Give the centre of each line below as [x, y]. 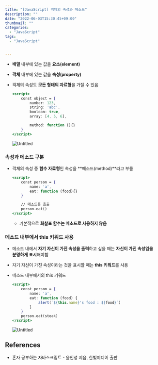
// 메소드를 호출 [35, 204]
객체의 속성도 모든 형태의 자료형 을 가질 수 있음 [55, 84]
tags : [10, 37]
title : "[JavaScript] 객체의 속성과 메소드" [46, 9]
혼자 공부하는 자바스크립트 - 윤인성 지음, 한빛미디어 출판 [65, 357]
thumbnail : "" [19, 23]
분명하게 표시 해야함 [30, 255]
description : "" [21, 14]
